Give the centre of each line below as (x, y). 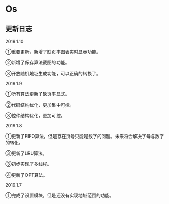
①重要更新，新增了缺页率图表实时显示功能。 (53, 52)
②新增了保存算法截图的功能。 (37, 62)
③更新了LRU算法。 (26, 153)
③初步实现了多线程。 (29, 164)
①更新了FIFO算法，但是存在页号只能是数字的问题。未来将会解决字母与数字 (85, 136)
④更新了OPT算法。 (26, 175)
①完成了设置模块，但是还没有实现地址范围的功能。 (60, 195)
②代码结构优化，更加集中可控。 (40, 105)
